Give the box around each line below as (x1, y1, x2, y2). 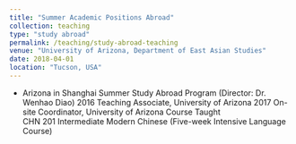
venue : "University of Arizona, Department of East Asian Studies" (9, 47, 267, 55)
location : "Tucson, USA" (9, 64, 102, 72)
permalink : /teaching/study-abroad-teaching (9, 38, 178, 47)
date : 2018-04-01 (9, 55, 74, 64)
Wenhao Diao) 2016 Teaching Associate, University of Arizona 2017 (22, 97, 272, 107)
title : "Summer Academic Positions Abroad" (9, 13, 175, 22)
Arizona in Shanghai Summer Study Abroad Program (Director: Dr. (22, 87, 266, 98)
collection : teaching (9, 21, 91, 30)
